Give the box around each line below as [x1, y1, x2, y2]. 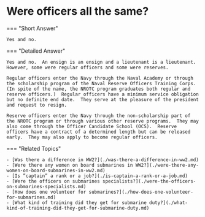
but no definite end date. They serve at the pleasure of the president [6, 96, 199, 102]
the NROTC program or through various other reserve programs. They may [6, 118, 199, 124]
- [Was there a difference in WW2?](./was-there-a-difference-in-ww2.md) [6, 156, 199, 163]
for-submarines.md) [6, 194, 56, 200]
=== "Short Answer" [6, 25, 58, 32]
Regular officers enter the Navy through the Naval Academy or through [6, 75, 193, 81]
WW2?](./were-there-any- [135, 162, 199, 168]
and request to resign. [6, 102, 68, 108]
